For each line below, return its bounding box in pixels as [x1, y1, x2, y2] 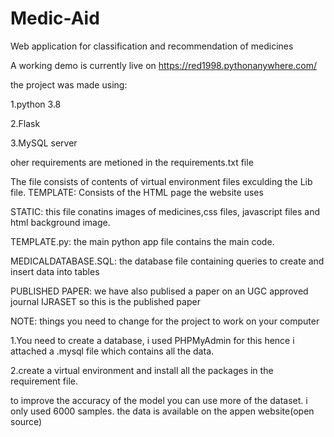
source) [10, 415, 43, 427]
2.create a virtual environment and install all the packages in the [10, 364, 274, 376]
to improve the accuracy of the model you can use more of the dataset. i [10, 394, 308, 406]
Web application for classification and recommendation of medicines [10, 40, 294, 52]
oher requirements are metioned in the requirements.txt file [10, 156, 254, 168]
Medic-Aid [10, 7, 100, 30]
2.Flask [10, 117, 41, 129]
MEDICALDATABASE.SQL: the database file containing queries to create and [10, 255, 325, 267]
